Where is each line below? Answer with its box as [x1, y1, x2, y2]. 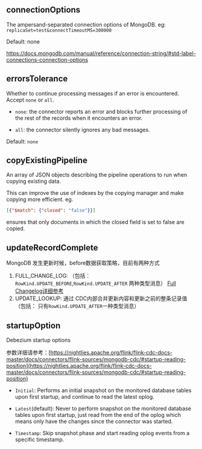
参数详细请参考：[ [6, 349, 51, 356]
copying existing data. [6, 178, 62, 185]
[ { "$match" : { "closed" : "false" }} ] [6, 208, 96, 214]
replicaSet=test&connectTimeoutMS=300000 [6, 27, 112, 33]
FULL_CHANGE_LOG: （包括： [14, 272, 91, 280]
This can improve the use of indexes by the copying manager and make [6, 189, 184, 197]
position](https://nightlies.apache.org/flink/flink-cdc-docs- [6, 362, 153, 369]
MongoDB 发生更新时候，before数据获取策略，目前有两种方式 [6, 260, 160, 267]
